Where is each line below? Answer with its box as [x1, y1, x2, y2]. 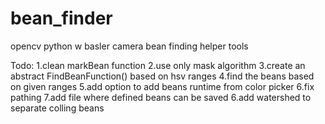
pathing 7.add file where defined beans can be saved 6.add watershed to [10, 91, 312, 103]
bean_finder [10, 7, 113, 30]
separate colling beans [10, 102, 105, 114]
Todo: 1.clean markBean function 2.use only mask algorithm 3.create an [10, 59, 306, 71]
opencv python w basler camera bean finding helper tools [10, 40, 249, 52]
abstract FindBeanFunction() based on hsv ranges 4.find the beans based [10, 70, 315, 82]
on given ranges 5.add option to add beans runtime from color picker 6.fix [10, 80, 315, 92]
